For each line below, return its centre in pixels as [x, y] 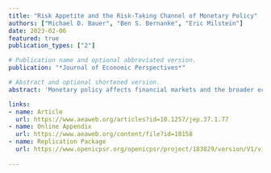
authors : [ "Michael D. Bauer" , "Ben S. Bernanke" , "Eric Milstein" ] [126, 23]
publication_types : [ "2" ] [52, 46]
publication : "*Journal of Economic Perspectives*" [97, 68]
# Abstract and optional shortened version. [84, 82]
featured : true [34, 38]
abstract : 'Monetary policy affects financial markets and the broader [131, 89]
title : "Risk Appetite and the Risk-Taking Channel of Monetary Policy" [133, 16]
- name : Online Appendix [50, 127]
